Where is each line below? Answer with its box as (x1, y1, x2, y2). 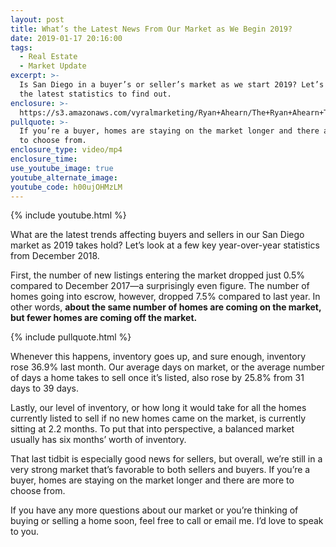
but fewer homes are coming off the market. (10, 312, 198, 324)
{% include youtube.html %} (10, 209, 127, 221)
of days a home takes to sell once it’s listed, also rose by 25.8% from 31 (10, 372, 305, 384)
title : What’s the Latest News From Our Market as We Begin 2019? (10, 24, 293, 34)
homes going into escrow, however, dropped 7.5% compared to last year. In (10, 291, 321, 303)
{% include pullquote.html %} (10, 331, 132, 343)
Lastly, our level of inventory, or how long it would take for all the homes (10, 402, 307, 414)
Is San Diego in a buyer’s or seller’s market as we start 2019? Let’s (19, 80, 325, 90)
